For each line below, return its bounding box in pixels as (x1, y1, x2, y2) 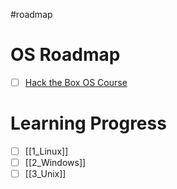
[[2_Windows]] (24, 157, 87, 168)
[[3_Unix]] (24, 168, 67, 180)
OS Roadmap (10, 44, 121, 66)
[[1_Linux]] (24, 145, 69, 157)
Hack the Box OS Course (24, 76, 128, 88)
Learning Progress (10, 112, 167, 135)
